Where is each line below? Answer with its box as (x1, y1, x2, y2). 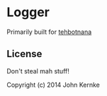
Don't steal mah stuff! (6, 66, 70, 75)
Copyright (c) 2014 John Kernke (6, 80, 101, 89)
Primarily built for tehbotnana (6, 28, 92, 36)
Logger (6, 4, 50, 20)
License (6, 48, 43, 60)
